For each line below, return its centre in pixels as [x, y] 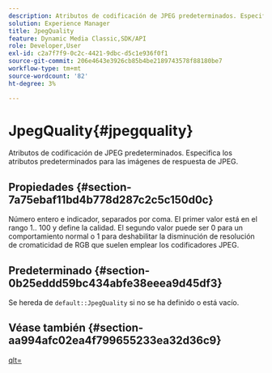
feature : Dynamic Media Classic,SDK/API [78, 38]
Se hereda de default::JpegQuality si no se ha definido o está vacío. [124, 303]
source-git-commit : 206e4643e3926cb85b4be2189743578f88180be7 [115, 61]
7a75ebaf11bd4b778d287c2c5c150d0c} [111, 199]
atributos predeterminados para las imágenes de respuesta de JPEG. [123, 162]
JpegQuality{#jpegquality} [101, 131]
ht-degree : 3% [32, 83]
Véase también [47, 328]
